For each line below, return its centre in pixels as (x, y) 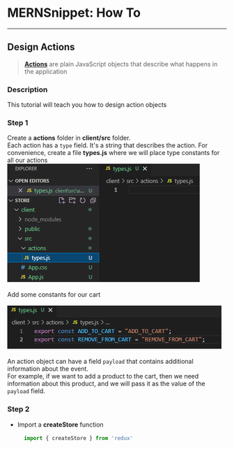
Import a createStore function (60, 425)
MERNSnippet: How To (74, 13)
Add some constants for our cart (54, 295)
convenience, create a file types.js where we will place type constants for (114, 153)
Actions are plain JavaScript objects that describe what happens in (121, 64)
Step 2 (18, 409)
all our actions (28, 160)
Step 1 (18, 122)
